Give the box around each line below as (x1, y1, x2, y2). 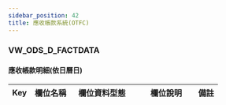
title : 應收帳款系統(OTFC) (8, 19, 90, 27)
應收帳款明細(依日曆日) (8, 66, 83, 75)
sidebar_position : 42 (8, 11, 80, 20)
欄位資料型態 (78, 88, 126, 99)
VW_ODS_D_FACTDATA (8, 45, 100, 56)
